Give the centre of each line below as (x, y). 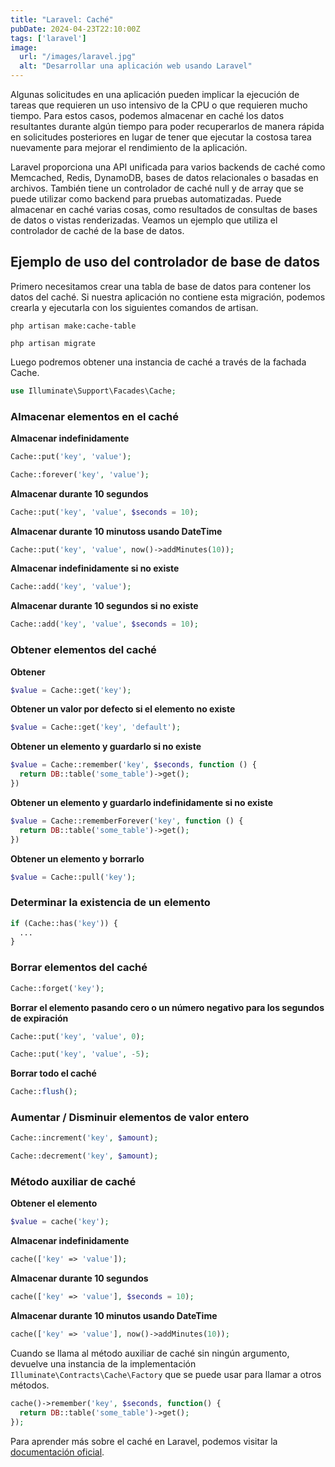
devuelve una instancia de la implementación (103, 1363)
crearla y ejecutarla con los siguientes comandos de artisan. (134, 307)
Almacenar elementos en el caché (95, 416)
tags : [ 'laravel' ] (48, 38)
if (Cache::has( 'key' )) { (64, 923)
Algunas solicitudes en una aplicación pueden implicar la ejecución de (155, 94)
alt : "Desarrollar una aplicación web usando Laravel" (136, 66)
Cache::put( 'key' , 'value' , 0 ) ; (77, 1036)
